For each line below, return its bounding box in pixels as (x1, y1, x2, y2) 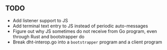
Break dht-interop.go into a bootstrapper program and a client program (12, 39, 162, 45)
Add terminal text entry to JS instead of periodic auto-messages (12, 23, 148, 29)
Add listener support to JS (12, 17, 68, 23)
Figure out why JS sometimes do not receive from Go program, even (12, 28, 157, 34)
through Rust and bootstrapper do (12, 33, 85, 39)
